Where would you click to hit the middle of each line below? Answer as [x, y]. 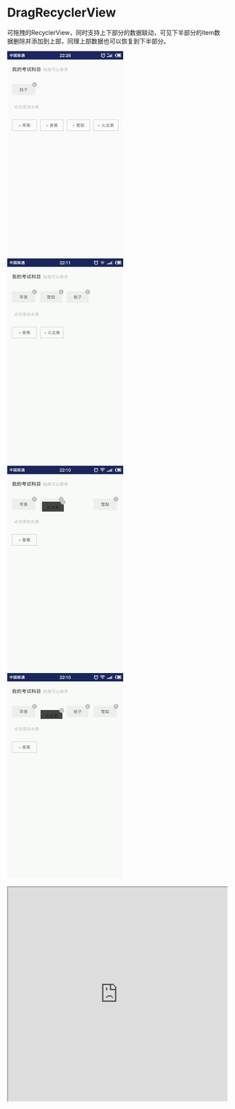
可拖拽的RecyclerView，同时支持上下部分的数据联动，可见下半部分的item [111, 32]
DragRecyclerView [61, 13]
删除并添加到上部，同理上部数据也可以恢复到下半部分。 [91, 41]
